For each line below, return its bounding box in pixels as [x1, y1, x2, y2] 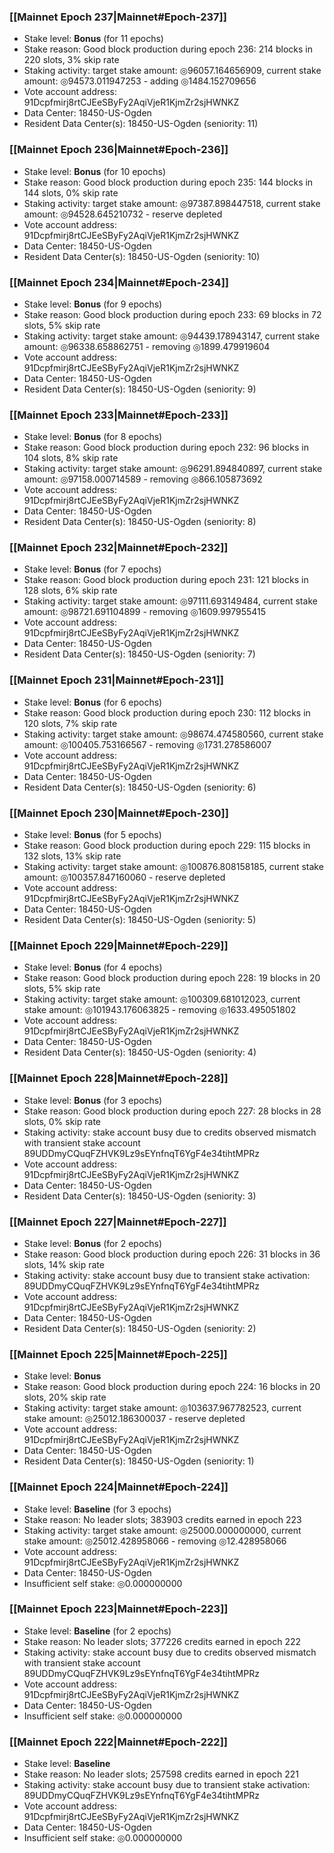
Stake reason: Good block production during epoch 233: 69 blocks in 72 [23, 308, 322, 320]
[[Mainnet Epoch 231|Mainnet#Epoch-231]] [9, 673, 224, 687]
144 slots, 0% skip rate [23, 186, 119, 199]
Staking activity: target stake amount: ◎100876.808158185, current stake [23, 861, 324, 873]
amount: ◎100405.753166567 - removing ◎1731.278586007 [23, 738, 272, 750]
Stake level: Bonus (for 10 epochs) [23, 165, 167, 177]
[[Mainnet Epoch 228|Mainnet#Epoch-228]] [9, 1071, 229, 1085]
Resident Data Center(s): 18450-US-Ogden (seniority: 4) [23, 1046, 257, 1059]
